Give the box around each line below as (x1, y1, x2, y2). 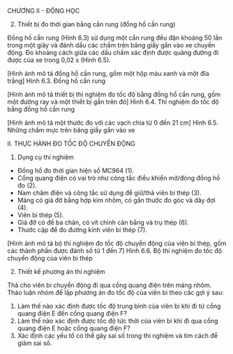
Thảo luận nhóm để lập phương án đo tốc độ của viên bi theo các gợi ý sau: (7, 288, 225, 296)
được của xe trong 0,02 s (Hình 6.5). (7, 56, 112, 64)
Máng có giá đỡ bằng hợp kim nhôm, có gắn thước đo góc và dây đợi (17, 196, 216, 204)
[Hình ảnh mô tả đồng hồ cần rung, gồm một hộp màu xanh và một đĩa (7, 70, 209, 77)
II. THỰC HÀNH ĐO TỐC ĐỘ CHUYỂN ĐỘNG (7, 139, 136, 148)
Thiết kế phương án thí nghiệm (17, 268, 106, 275)
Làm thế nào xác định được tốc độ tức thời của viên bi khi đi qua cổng (17, 317, 218, 325)
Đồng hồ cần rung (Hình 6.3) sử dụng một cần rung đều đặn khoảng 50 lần (7, 33, 223, 42)
